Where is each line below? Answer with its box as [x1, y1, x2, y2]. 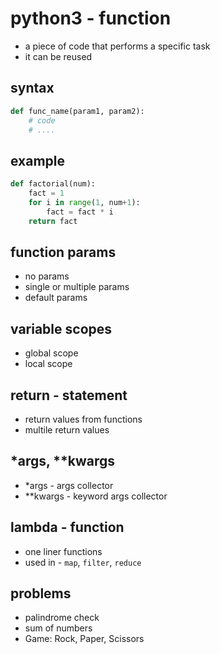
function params [10, 243, 117, 261]
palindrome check [24, 612, 100, 624]
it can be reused [24, 50, 93, 62]
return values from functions [24, 413, 143, 425]
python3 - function [10, 7, 172, 30]
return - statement [10, 387, 128, 404]
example [10, 152, 66, 169]
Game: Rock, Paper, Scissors [24, 633, 145, 645]
